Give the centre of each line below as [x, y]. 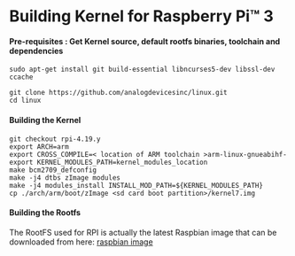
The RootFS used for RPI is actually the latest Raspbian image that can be [143, 232]
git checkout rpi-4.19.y [55, 139]
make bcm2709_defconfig [53, 170]
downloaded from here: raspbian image [81, 242]
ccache [21, 77]
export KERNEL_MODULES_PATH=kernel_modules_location [109, 162]
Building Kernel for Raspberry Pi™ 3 [141, 16]
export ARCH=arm [39, 147]
